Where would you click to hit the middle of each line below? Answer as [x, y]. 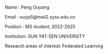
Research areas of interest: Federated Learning [54, 46]
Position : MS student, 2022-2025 [40, 26]
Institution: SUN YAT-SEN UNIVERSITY [45, 36]
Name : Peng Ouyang [27, 7]
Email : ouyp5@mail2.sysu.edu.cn [40, 17]
